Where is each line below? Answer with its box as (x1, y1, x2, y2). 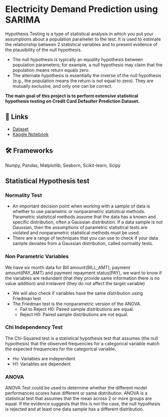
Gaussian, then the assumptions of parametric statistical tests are (12, 225, 147, 231)
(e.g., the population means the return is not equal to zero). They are (12, 78, 153, 84)
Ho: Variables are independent (12, 355, 75, 361)
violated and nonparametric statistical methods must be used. (12, 230, 140, 236)
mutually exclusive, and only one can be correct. (12, 83, 112, 89)
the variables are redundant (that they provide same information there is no (5, 275, 160, 281)
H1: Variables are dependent (12, 361, 71, 367)
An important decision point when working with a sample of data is (12, 203, 150, 209)
